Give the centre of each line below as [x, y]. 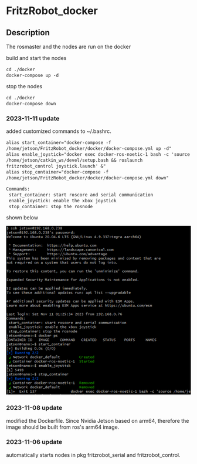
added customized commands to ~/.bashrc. [59, 131]
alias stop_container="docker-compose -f [57, 172]
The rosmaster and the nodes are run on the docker [68, 46]
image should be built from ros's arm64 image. [63, 427]
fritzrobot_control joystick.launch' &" [56, 166]
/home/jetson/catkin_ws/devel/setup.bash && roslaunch [74, 161]
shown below [22, 218]
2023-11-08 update [34, 408]
